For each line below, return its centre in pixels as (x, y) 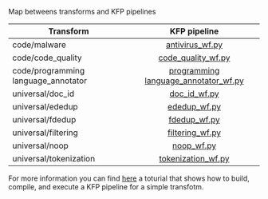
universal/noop (41, 145)
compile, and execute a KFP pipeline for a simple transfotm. (106, 187)
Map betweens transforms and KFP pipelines (82, 12)
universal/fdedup (44, 119)
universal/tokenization (54, 159)
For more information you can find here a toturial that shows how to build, (129, 178)
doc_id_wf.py (194, 94)
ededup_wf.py (194, 107)
